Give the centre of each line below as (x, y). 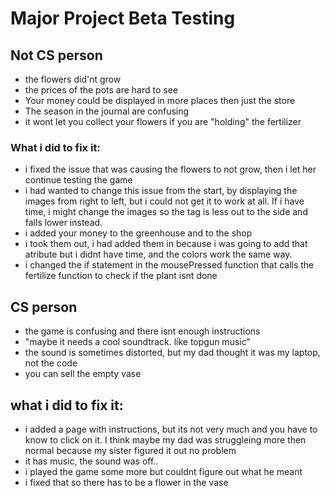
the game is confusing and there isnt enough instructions (142, 331)
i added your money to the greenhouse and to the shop (138, 233)
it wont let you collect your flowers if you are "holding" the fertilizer (163, 121)
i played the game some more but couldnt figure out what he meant (163, 471)
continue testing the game (78, 180)
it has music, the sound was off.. (91, 461)
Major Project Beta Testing (123, 18)
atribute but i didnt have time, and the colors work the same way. (158, 254)
